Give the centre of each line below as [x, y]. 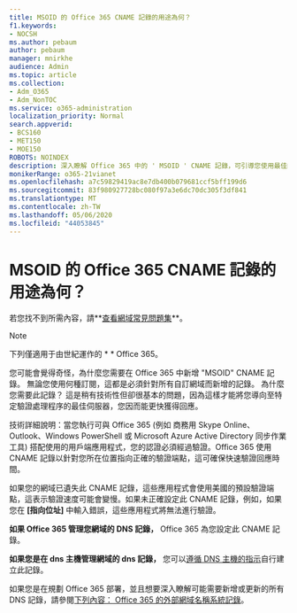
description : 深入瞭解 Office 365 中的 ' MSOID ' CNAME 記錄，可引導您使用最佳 [148, 166]
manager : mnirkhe [41, 58]
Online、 [239, 425]
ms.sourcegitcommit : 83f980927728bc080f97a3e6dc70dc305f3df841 [128, 190]
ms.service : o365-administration [71, 108]
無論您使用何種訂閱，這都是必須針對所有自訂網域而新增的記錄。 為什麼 [155, 384]
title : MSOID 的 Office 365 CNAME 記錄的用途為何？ [100, 17]
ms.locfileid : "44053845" [57, 223]
